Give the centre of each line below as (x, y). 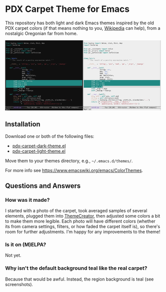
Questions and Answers (43, 186)
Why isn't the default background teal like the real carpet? (76, 268)
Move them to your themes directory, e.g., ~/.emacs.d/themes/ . (69, 161)
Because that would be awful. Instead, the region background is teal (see (80, 279)
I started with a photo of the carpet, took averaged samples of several (76, 211)
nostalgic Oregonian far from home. (41, 33)
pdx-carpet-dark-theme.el (39, 146)
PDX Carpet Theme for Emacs (67, 9)
